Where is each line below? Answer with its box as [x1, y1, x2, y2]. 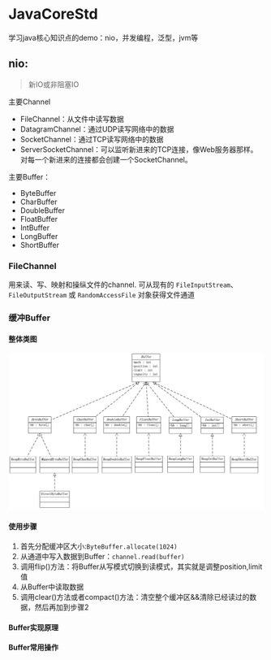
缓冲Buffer [8, 312, 51, 323]
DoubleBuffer [19, 205, 65, 215]
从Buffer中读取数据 [19, 582, 84, 592]
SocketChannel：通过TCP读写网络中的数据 [19, 134, 164, 144]
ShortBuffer [19, 240, 59, 250]
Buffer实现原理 [8, 623, 59, 632]
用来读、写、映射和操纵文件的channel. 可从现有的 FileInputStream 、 [8, 280, 238, 289]
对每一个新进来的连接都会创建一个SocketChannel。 [19, 154, 192, 164]
